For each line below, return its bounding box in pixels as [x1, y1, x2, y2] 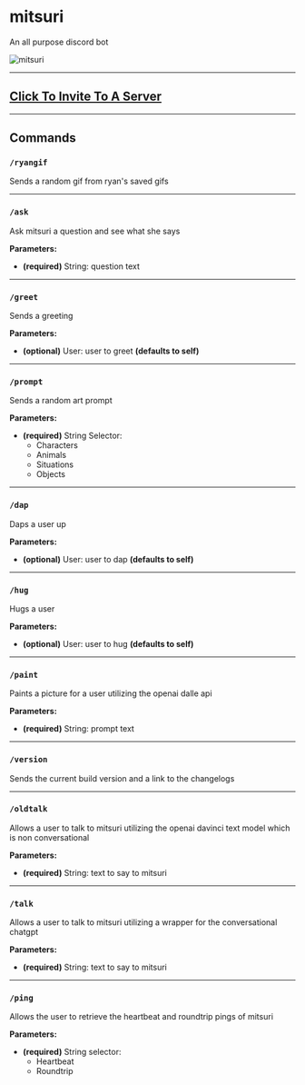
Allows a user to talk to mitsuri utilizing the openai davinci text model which [9, 822, 290, 833]
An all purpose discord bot [9, 36, 109, 47]
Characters [35, 440, 79, 451]
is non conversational [9, 831, 90, 842]
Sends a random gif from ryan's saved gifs [9, 175, 170, 187]
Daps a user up [9, 518, 66, 529]
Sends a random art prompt [9, 395, 113, 406]
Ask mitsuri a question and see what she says [9, 225, 181, 236]
